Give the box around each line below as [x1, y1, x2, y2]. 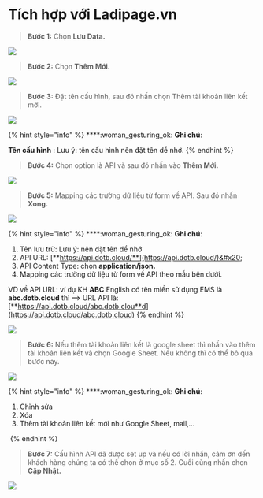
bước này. [27, 356, 61, 366]
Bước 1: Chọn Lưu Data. [27, 32, 106, 41]
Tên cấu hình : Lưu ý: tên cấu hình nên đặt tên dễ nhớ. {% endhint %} [8, 145, 234, 154]
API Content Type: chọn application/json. [19, 261, 156, 270]
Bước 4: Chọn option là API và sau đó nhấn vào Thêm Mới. [27, 160, 219, 170]
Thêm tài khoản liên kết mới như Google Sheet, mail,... [19, 418, 195, 428]
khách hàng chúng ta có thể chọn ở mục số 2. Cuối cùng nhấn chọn [27, 457, 248, 466]
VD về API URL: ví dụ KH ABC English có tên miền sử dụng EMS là [8, 284, 223, 294]
